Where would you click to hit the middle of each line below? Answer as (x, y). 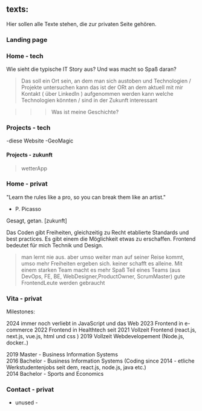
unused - (26, 403)
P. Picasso (28, 209)
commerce (20, 330)
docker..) (18, 343)
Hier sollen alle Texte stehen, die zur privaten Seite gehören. (81, 24)
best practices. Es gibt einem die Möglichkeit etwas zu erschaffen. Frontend (101, 239)
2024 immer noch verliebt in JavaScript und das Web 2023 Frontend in (95, 324)
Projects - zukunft (29, 155)
